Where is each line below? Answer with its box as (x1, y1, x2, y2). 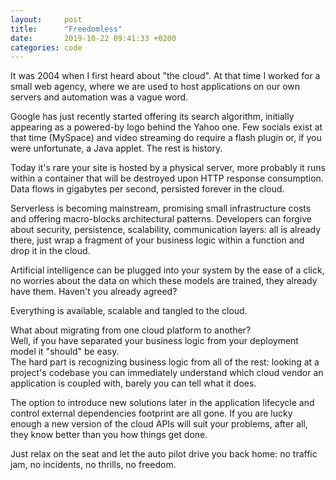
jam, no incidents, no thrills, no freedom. (10, 459, 177, 471)
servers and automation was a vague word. (10, 91, 189, 103)
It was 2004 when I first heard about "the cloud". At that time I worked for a (10, 70, 321, 82)
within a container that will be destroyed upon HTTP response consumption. (10, 172, 324, 185)
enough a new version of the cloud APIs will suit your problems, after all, (10, 418, 308, 430)
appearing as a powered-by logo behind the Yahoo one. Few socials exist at (10, 121, 323, 133)
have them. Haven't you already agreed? (10, 286, 178, 298)
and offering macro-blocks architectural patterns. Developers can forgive (10, 213, 312, 225)
